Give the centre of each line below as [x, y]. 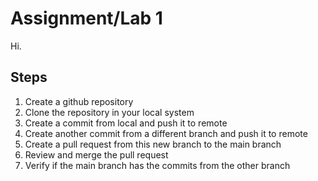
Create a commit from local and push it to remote [126, 123]
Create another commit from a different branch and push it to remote [166, 133]
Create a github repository [79, 101]
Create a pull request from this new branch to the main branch [153, 144]
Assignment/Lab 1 [86, 18]
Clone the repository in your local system [109, 112]
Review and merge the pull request [96, 154]
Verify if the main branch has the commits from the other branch [157, 165]
